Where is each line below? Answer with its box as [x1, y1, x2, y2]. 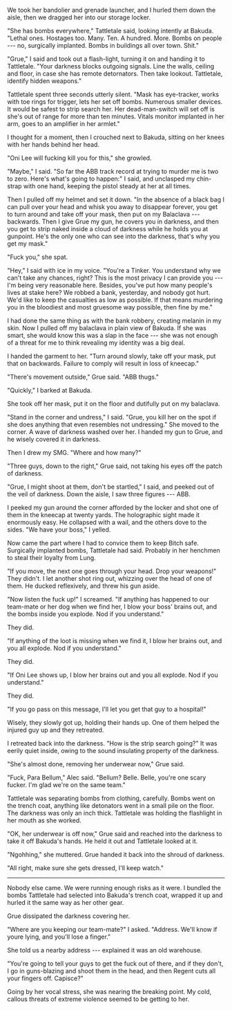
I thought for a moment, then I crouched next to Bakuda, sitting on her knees [7, 133, 225, 141]
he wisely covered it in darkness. [7, 435, 101, 443]
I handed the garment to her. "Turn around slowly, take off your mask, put [7, 352, 216, 360]
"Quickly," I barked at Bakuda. [7, 386, 93, 394]
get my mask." [7, 240, 48, 248]
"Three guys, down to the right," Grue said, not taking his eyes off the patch [7, 462, 223, 470]
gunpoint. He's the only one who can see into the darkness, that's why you [7, 232, 220, 240]
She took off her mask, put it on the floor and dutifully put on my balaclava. [7, 399, 220, 408]
